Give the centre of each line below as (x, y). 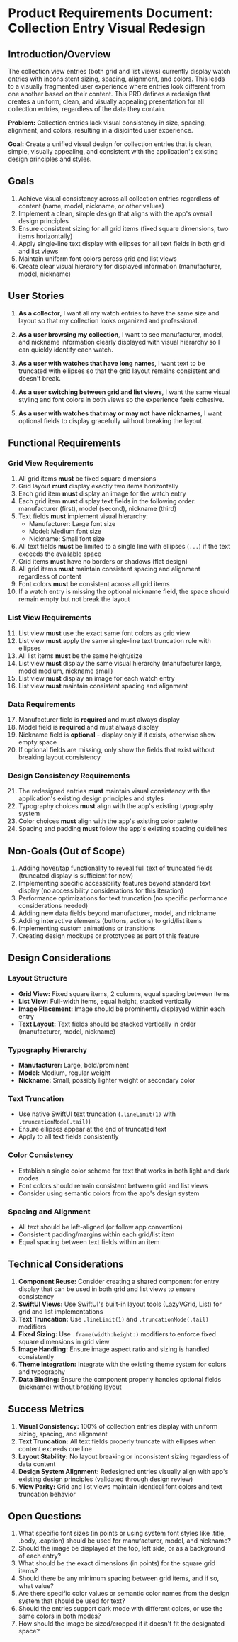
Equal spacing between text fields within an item (89, 1241)
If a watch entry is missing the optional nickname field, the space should (124, 592)
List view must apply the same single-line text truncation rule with (115, 640)
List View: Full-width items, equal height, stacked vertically (105, 1001)
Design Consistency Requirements (69, 776)
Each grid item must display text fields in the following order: (107, 501)
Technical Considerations (66, 1264)
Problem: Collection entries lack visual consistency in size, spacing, (107, 123)
